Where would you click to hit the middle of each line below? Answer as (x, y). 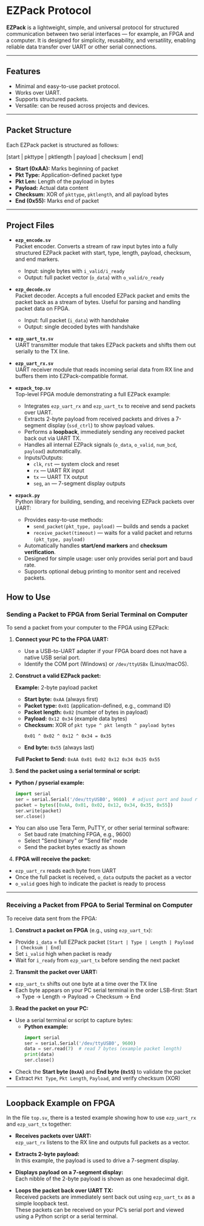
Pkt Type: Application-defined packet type (69, 175)
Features (23, 71)
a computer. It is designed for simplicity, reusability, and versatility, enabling (101, 40)
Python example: (46, 1026)
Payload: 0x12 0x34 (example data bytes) (76, 719)
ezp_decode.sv (33, 290)
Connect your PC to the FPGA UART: (62, 639)
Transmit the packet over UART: (56, 972)
